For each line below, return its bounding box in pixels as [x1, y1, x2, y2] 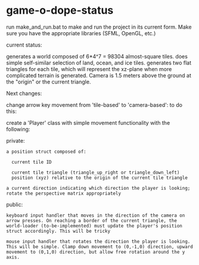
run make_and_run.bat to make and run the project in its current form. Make [6, 23, 192, 30]
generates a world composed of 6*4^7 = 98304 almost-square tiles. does [6, 53, 188, 60]
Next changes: [6, 90, 42, 97]
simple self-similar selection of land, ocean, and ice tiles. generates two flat [6, 59, 192, 66]
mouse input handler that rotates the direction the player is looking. [6, 238, 191, 245]
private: [6, 137, 25, 144]
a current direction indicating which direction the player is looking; [6, 185, 191, 191]
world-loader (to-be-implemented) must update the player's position [6, 223, 183, 229]
